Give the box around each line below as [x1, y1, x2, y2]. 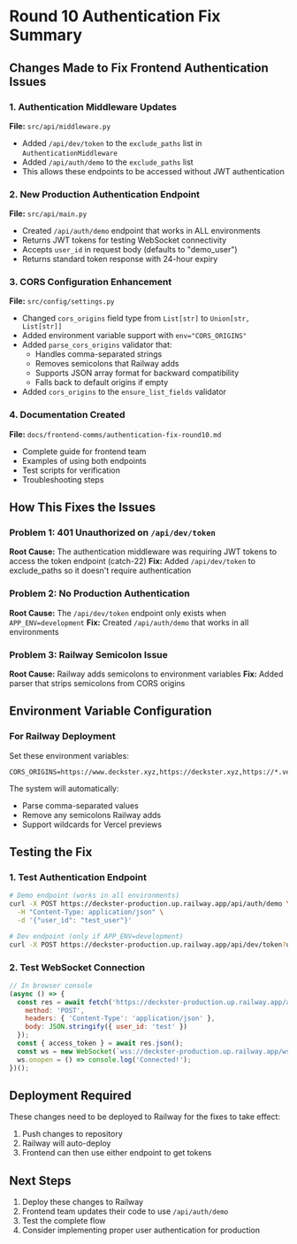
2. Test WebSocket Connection [9, 961, 146, 973]
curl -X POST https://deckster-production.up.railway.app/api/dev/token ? [9, 940, 287, 949]
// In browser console [9, 981, 93, 990]
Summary [9, 25, 82, 45]
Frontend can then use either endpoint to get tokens [21, 1147, 212, 1158]
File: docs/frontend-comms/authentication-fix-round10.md [9, 429, 222, 439]
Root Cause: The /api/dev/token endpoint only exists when [9, 607, 227, 618]
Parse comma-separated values [21, 800, 139, 811]
